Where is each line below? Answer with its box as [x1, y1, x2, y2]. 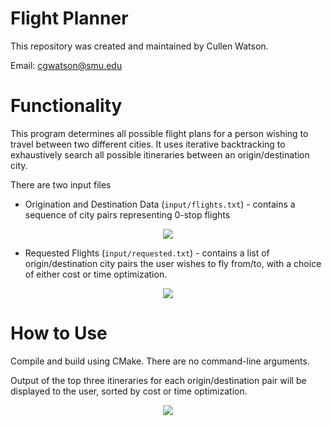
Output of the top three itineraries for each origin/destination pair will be [10, 374, 307, 386]
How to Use [10, 322, 108, 345]
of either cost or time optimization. [24, 268, 168, 280]
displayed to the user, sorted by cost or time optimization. [10, 385, 248, 397]
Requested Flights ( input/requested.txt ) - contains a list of [24, 247, 270, 259]
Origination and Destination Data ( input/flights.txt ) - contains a [24, 198, 296, 210]
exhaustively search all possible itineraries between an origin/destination [10, 148, 310, 161]
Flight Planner [10, 7, 129, 30]
